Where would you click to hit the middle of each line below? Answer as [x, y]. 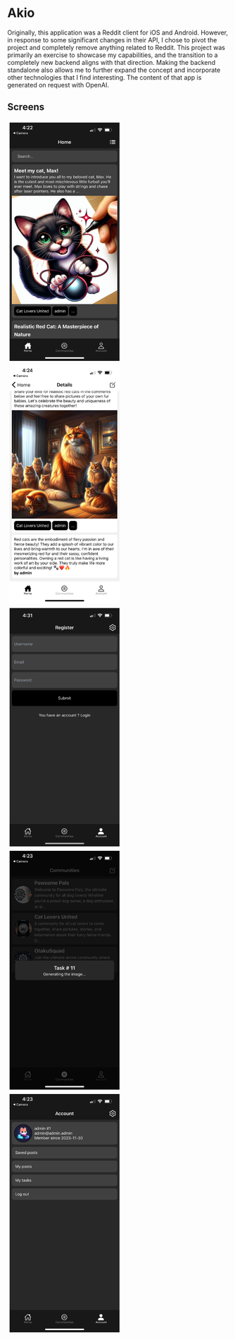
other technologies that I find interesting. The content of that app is [104, 77]
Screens [26, 107]
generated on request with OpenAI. [58, 85]
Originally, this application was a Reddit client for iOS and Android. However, [118, 32]
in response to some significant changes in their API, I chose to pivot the [112, 39]
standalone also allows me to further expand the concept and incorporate [114, 70]
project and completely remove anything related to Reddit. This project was [116, 47]
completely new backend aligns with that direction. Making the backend [112, 62]
